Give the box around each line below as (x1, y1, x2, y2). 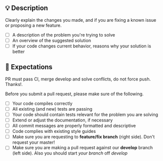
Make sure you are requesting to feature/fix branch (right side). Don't (12, 134, 155, 140)
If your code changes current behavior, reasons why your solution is (12, 43, 152, 49)
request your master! (12, 139, 55, 145)
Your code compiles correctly (12, 100, 73, 106)
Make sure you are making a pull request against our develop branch (12, 145, 153, 151)
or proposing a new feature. (5, 22, 62, 28)
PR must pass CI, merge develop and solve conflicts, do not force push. (5, 76, 151, 82)
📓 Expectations (5, 63, 53, 71)
